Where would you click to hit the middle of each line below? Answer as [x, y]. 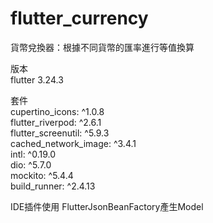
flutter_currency [79, 18]
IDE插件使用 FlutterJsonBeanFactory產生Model [107, 206]
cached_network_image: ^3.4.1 [73, 143]
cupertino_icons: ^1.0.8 [57, 111]
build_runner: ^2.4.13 [53, 186]
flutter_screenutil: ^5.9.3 [60, 133]
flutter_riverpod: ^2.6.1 [56, 122]
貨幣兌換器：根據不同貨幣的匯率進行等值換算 [102, 47]
